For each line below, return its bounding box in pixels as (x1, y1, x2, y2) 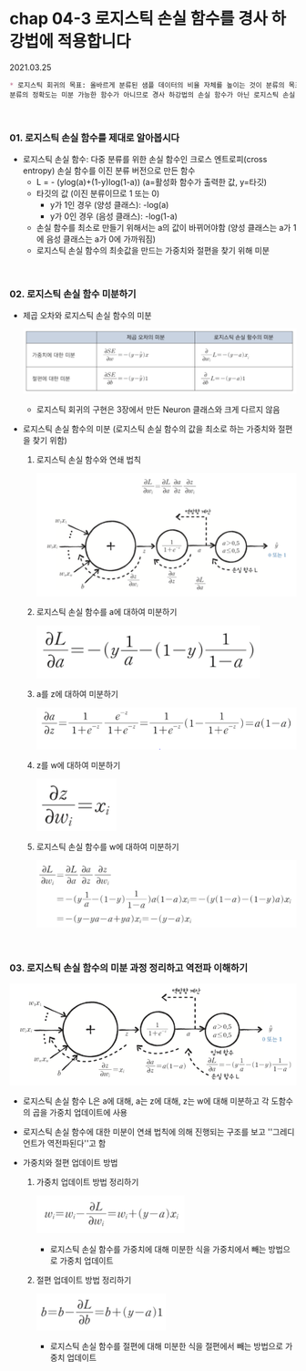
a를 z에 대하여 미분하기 (36, 689, 118, 700)
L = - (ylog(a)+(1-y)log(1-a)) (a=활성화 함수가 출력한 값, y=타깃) (36, 176, 267, 187)
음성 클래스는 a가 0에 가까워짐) (46, 234, 157, 244)
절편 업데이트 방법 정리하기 (36, 1274, 132, 1285)
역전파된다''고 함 (46, 1137, 107, 1148)
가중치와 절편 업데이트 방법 (22, 1157, 118, 1168)
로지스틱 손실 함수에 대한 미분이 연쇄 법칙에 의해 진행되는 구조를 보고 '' (22, 1126, 273, 1137)
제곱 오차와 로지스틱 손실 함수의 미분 (22, 310, 152, 321)
